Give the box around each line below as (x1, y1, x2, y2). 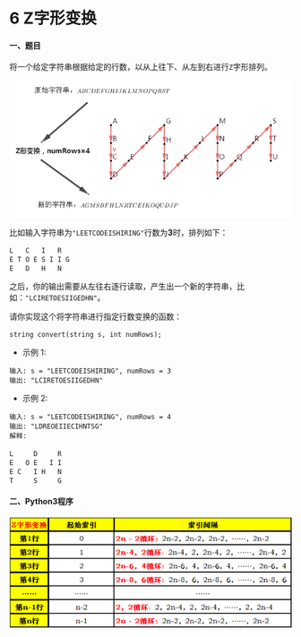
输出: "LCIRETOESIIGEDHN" (9, 375, 103, 385)
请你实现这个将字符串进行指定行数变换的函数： (9, 311, 182, 322)
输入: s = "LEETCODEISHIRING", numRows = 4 (9, 412, 172, 421)
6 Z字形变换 (9, 8, 97, 29)
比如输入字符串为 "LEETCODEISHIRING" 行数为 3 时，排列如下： (9, 227, 228, 237)
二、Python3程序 (9, 496, 73, 507)
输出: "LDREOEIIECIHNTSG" (9, 422, 103, 431)
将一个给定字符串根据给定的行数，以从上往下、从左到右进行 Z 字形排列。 (9, 62, 273, 73)
